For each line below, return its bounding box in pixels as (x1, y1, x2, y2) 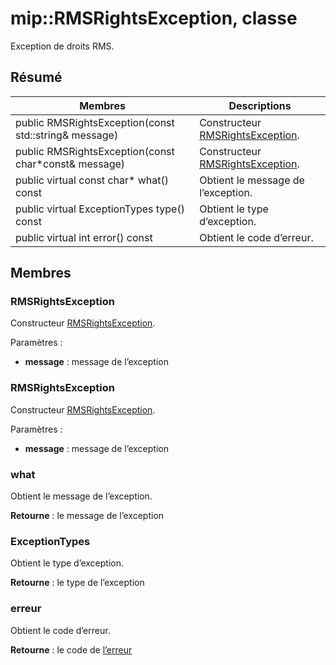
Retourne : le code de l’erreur (10, 643, 133, 656)
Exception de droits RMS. (10, 40, 115, 52)
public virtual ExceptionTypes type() (15, 202, 185, 216)
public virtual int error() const (15, 230, 153, 244)
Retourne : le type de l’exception (10, 577, 145, 589)
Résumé (10, 69, 63, 86)
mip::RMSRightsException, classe (10, 7, 298, 30)
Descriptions (228, 98, 292, 112)
